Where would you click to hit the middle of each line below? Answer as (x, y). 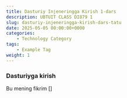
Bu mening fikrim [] (29, 88)
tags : (13, 45)
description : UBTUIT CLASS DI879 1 (49, 17)
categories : (20, 33)
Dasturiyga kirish (31, 76)
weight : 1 (18, 55)
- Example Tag (34, 50)
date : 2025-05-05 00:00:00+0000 (45, 28)
